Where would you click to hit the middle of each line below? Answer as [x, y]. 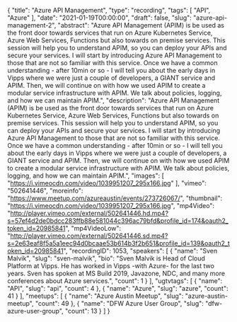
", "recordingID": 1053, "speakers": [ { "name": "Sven [140, 251]
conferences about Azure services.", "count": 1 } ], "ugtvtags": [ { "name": [115, 281]
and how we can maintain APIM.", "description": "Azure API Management [114, 100]
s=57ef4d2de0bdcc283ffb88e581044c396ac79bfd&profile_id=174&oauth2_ [118, 221]
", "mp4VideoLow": [93, 228]
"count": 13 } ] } [88, 311]
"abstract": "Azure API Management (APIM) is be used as [141, 25]
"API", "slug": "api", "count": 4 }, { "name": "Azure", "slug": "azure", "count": [118, 288]
